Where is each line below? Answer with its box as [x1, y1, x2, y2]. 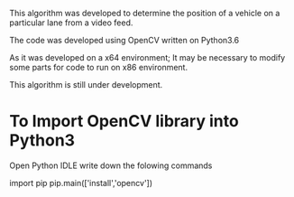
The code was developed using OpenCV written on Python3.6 [9, 35, 240, 45]
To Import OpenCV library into [9, 111, 239, 132]
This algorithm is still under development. [9, 80, 163, 89]
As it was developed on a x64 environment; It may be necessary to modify [9, 52, 286, 62]
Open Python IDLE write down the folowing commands [9, 160, 213, 171]
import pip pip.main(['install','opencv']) [9, 177, 153, 188]
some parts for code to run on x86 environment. [9, 62, 188, 72]
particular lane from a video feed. [9, 17, 133, 28]
